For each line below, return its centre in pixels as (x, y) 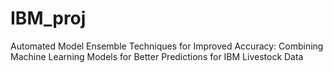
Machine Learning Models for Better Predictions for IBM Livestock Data (157, 56)
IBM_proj (48, 18)
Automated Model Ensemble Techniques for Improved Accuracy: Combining (167, 46)
